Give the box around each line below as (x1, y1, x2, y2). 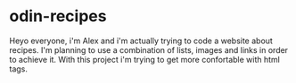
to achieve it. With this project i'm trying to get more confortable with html (9, 54, 281, 64)
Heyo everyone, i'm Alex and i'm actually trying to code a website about (9, 35, 274, 46)
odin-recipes (9, 6, 107, 26)
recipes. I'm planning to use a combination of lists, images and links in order (9, 44, 288, 55)
